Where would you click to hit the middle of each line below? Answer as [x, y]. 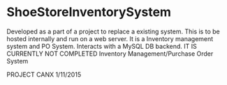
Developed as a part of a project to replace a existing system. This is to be [113, 31]
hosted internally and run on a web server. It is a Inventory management [110, 38]
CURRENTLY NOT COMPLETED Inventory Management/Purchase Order [110, 54]
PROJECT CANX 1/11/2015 [44, 75]
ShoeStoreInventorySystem [89, 12]
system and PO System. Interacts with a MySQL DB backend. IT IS [102, 46]
